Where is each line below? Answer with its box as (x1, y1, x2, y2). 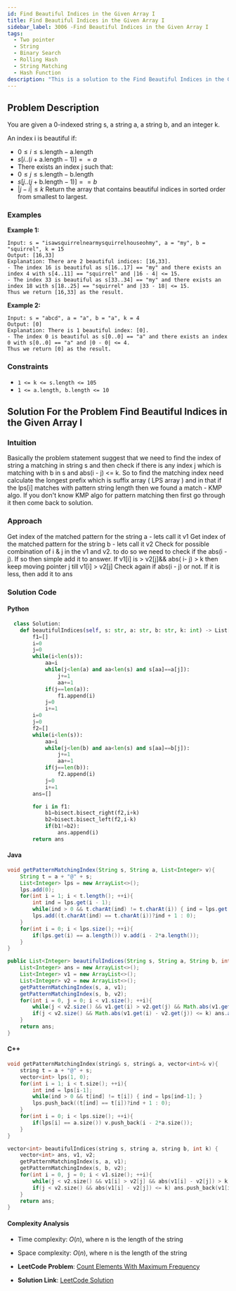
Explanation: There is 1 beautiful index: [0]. (7, 327, 150, 334)
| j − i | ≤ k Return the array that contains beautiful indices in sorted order (17, 185, 226, 193)
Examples (7, 210, 42, 220)
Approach (7, 516, 42, 526)
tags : (7, 30, 23, 37)
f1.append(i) (57, 692, 96, 699)
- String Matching (13, 63, 68, 70)
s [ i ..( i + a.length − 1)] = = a (17, 155, 97, 164)
